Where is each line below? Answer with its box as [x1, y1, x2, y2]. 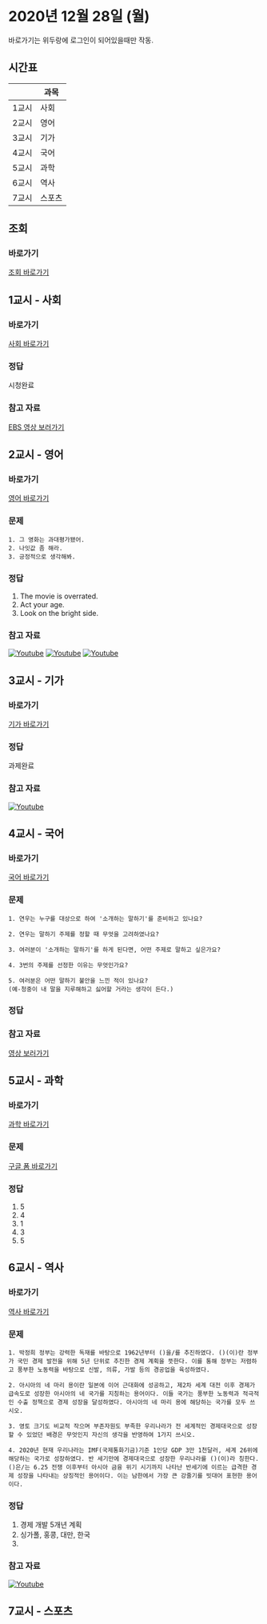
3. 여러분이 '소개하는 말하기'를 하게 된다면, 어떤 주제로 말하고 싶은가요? [8, 946, 221, 954]
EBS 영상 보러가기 [8, 422, 65, 432]
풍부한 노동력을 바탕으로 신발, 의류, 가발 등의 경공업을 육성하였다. [17, 1366, 210, 1374]
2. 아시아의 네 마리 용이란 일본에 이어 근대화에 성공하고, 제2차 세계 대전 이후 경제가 [8, 1382, 256, 1390]
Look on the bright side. [19, 609, 98, 618]
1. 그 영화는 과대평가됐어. [8, 535, 86, 544]
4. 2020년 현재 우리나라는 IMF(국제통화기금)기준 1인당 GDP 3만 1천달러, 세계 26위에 [8, 1446, 258, 1454]
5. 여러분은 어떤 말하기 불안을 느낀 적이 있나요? [8, 977, 149, 985]
